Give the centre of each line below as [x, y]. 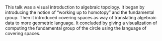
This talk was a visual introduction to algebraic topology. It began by [75, 7]
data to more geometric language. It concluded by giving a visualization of [81, 23]
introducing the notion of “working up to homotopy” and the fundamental [80, 12]
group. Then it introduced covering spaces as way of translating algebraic [81, 18]
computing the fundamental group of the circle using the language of [76, 28]
